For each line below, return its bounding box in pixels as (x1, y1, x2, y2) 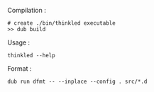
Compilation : (7, 6, 46, 14)
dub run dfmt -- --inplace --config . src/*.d (7, 78, 148, 85)
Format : (7, 64, 32, 73)
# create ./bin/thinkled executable (7, 20, 116, 27)
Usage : (7, 38, 31, 47)
